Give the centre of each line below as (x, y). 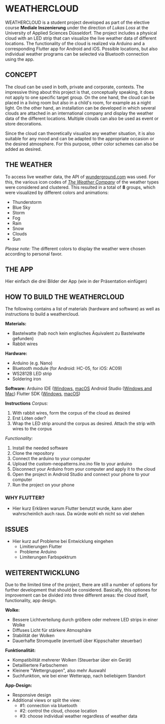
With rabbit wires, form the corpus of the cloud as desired (71, 413)
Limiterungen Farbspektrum (48, 557)
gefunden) (23, 339)
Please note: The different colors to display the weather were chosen (75, 248)
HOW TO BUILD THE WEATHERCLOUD (65, 297)
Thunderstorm (27, 202)
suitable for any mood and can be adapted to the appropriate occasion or (80, 138)
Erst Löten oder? (29, 418)
